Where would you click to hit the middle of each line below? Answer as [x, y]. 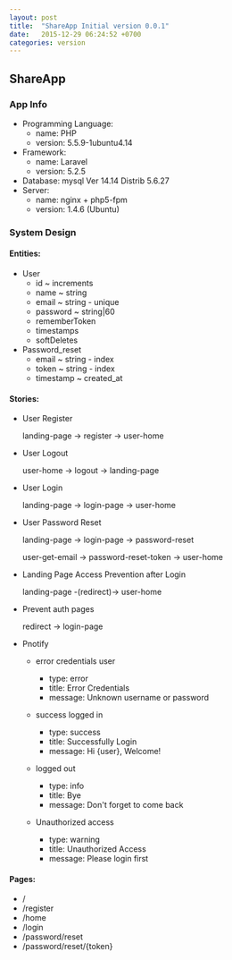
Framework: [44, 152]
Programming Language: [68, 123]
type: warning [75, 840]
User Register [47, 419]
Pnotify [35, 644]
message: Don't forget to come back [116, 805]
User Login [42, 488]
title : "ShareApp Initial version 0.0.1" [89, 26]
